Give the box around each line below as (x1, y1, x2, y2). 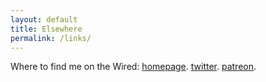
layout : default (10, 14, 78, 25)
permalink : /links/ (10, 33, 92, 43)
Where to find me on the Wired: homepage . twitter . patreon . (10, 61, 257, 73)
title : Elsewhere (10, 24, 83, 34)
